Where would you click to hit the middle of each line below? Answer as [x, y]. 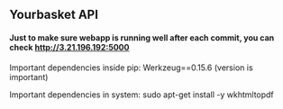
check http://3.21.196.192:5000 [69, 47]
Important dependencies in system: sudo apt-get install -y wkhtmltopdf [142, 95]
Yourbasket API [54, 15]
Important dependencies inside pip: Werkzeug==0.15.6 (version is [132, 68]
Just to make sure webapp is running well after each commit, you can [142, 37]
